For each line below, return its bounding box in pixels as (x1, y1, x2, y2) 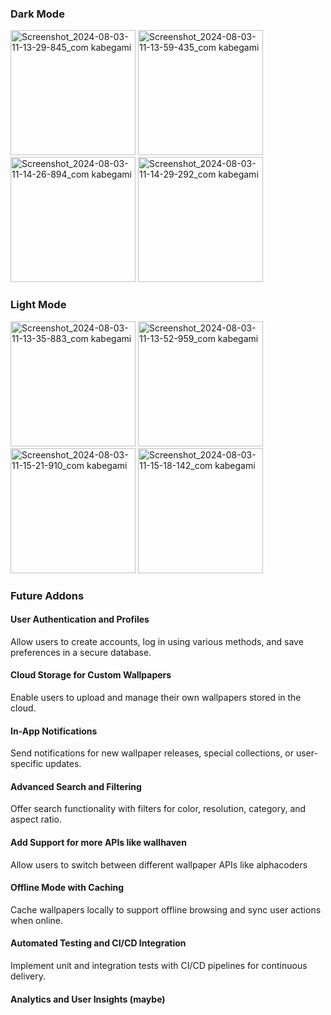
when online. (10, 914, 64, 926)
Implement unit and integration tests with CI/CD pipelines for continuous (10, 959, 308, 971)
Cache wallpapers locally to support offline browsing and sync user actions (10, 903, 322, 916)
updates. (45, 758, 82, 770)
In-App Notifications (10, 725, 98, 737)
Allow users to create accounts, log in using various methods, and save (10, 635, 304, 647)
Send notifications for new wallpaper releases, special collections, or (10, 747, 295, 759)
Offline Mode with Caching (10, 882, 125, 894)
